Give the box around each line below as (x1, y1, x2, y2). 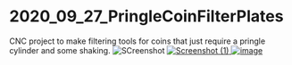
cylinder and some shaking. (9, 45, 111, 55)
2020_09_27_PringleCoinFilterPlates (9, 6, 284, 27)
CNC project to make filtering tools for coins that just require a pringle (9, 36, 266, 46)
